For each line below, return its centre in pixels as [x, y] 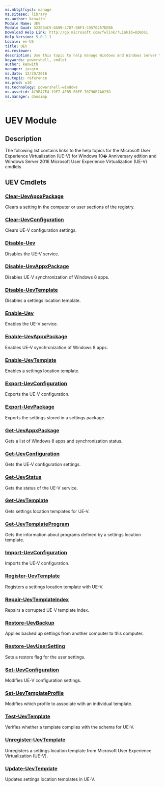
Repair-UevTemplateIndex [37, 599]
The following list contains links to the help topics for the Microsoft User [78, 151]
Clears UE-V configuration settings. [41, 230]
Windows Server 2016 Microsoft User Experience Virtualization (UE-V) [76, 162]
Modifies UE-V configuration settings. [43, 680]
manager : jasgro [22, 69]
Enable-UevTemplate [31, 360]
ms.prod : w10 [18, 82]
